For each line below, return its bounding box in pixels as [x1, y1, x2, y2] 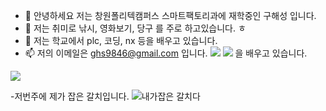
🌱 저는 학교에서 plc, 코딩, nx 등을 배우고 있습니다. [24, 35, 218, 46]
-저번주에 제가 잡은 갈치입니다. [10, 90, 130, 102]
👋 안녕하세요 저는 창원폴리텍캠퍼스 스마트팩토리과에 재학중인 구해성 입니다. [24, 10, 317, 21]
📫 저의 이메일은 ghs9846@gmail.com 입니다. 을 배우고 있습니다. [24, 47, 308, 59]
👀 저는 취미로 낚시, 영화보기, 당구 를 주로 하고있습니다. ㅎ [24, 22, 247, 34]
